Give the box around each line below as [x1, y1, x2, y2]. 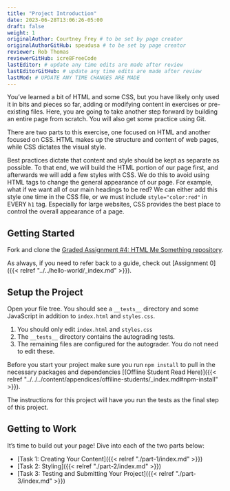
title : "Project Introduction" [7, 10, 97, 17]
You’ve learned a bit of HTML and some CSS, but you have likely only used [7, 93, 220, 101]
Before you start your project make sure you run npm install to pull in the [7, 361, 216, 368]
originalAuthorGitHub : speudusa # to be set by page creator [7, 42, 187, 49]
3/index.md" [17, 477, 53, 485]
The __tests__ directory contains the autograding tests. [17, 333, 176, 341]
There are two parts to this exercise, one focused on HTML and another [7, 128, 211, 136]
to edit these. [17, 347, 55, 355]
